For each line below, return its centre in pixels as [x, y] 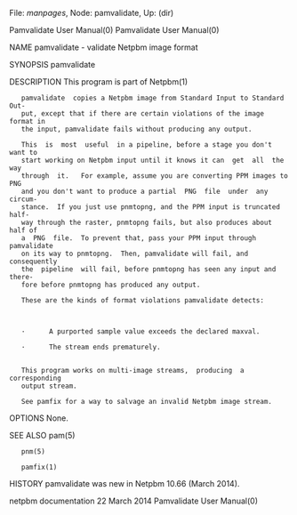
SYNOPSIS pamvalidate [52, 64]
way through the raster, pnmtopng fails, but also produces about [147, 222]
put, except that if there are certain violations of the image [143, 114]
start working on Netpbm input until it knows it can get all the [153, 160]
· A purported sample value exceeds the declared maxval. [140, 332]
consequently [33, 262]
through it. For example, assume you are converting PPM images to [155, 176]
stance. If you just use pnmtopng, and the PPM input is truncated [150, 207]
